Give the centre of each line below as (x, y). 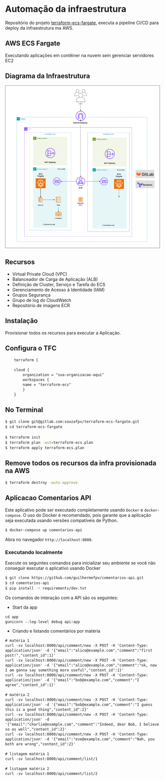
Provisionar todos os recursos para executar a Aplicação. (63, 333)
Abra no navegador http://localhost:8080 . (49, 539)
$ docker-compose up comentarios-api (44, 530)
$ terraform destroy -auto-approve (41, 483)
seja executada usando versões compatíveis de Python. (62, 520)
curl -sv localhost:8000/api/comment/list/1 (51, 759)
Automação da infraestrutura (66, 9)
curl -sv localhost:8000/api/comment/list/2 (51, 774)
